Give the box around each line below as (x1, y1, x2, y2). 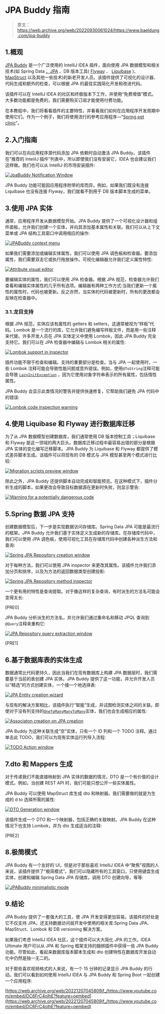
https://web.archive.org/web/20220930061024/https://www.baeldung (17, 27, 160, 33)
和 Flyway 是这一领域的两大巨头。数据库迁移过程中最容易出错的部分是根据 (5, 439, 156, 446)
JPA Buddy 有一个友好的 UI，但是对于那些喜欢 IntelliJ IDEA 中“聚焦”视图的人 (5, 862, 159, 868)
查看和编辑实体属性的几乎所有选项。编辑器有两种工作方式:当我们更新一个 (5, 283, 153, 289)
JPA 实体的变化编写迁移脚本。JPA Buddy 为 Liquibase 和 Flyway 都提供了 (5, 446, 154, 452)
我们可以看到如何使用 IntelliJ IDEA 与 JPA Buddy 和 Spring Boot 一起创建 (13, 972, 160, 978)
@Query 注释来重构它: (5, 621, 46, 627)
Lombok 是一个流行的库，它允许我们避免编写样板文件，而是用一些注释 (13, 327, 156, 333)
